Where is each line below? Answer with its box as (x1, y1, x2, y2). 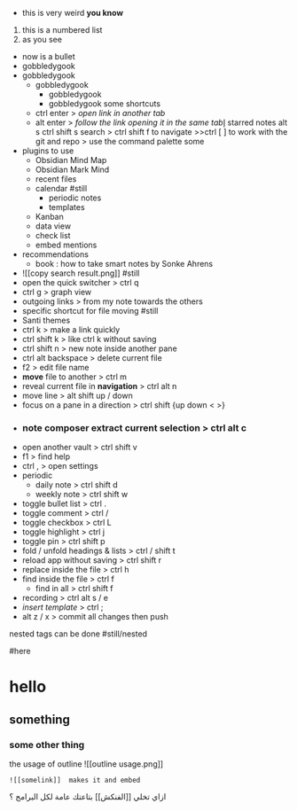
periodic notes (48, 192, 102, 203)
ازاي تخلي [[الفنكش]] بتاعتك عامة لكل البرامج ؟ (9, 792, 167, 802)
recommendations (21, 249, 89, 260)
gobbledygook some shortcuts (48, 98, 161, 109)
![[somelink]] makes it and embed (9, 776, 141, 785)
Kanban (35, 212, 64, 222)
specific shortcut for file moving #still (21, 306, 159, 316)
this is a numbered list (21, 25, 103, 35)
